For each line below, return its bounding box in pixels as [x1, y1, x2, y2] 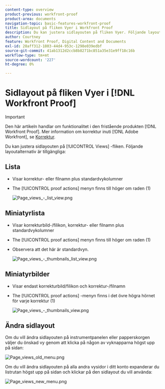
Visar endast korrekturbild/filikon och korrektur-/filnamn [12, 283, 126, 289]
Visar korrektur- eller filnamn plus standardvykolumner [12, 176, 123, 182]
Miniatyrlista [5, 209, 45, 217]
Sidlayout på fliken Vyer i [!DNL [5, 87, 135, 99]
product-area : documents [5, 16, 56, 21]
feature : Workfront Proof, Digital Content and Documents [5, 39, 126, 44]
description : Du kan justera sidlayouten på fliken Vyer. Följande [5, 30, 146, 35]
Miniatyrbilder [5, 270, 50, 279]
